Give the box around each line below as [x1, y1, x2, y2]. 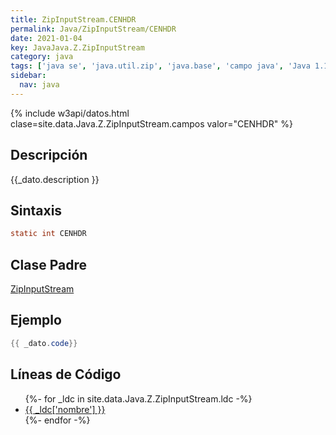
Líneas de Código [10, 366, 122, 383]
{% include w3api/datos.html [10, 107, 130, 119]
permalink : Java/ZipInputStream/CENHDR [10, 24, 177, 34]
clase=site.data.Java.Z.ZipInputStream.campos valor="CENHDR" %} [10, 117, 293, 130]
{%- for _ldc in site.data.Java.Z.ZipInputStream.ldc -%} [24, 392, 253, 405]
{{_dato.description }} [10, 173, 100, 185]
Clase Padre [10, 256, 87, 273]
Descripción [10, 147, 88, 164]
